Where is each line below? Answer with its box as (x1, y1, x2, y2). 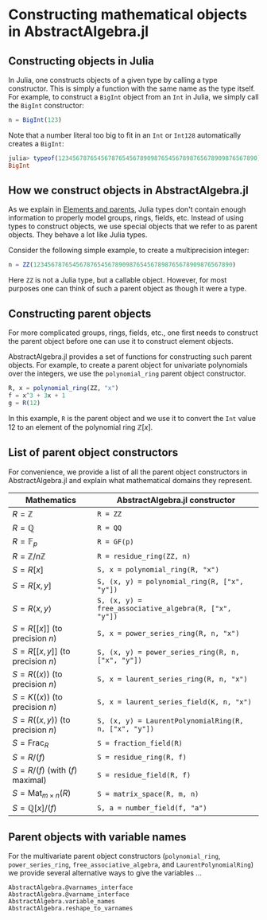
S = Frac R (12, 737, 49, 750)
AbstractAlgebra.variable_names (8, 897, 115, 905)
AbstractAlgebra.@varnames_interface (8, 883, 133, 891)
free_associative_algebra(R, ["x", (96, 603, 232, 613)
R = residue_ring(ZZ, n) (96, 552, 192, 560)
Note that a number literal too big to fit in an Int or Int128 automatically (8, 130, 242, 140)
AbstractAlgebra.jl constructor (116, 494, 236, 505)
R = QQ (96, 523, 122, 532)
